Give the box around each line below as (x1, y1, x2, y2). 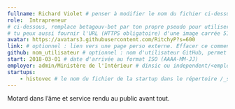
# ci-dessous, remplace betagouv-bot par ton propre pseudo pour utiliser (7, 23, 230, 30)
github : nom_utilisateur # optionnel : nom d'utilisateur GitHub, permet (7, 50, 227, 57)
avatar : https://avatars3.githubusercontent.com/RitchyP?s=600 (7, 36, 196, 43)
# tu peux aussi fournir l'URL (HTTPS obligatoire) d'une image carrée (7, 29, 220, 37)
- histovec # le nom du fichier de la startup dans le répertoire (20, 75, 218, 82)
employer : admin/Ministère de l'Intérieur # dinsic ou (7, 62, 171, 69)
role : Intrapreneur (7, 17, 68, 24)
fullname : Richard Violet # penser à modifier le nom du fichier (7, 10, 201, 17)
